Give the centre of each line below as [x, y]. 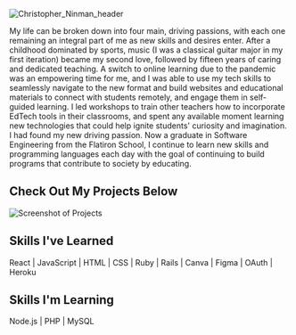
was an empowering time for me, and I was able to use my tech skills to [140, 78]
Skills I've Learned [62, 241]
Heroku [23, 272]
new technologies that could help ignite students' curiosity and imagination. [148, 126]
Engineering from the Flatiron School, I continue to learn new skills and [139, 144]
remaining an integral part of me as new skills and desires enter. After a [140, 41]
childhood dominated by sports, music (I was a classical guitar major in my [146, 50]
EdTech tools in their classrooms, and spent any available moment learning [147, 116]
